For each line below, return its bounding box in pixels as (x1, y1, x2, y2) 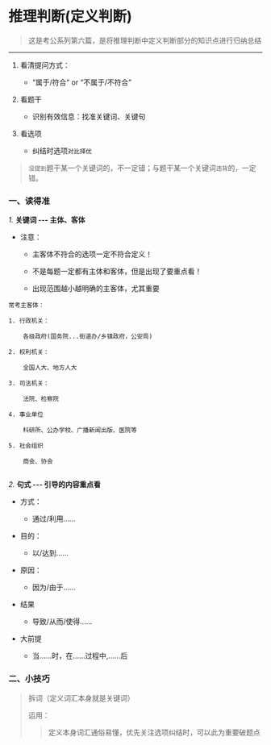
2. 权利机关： (8, 348, 50, 356)
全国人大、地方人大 (23, 364, 77, 372)
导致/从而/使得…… (31, 617, 93, 626)
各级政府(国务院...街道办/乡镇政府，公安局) (23, 332, 153, 341)
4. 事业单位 (8, 410, 44, 419)
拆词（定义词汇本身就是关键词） (27, 693, 135, 702)
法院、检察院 (23, 395, 59, 403)
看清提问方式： (19, 60, 70, 69)
